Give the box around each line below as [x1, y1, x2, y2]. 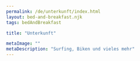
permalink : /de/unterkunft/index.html [6, 8, 101, 15]
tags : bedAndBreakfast [6, 19, 62, 25]
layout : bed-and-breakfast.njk [6, 14, 83, 20]
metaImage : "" [6, 40, 41, 47]
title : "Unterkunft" [6, 30, 57, 36]
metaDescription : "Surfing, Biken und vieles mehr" [6, 46, 135, 52]
